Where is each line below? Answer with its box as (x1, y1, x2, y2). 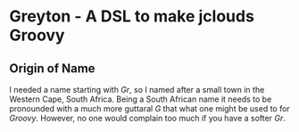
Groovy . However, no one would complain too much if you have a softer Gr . (9, 113, 286, 123)
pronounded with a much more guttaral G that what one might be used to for (9, 103, 290, 113)
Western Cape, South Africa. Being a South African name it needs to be (9, 94, 272, 104)
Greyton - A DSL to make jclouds (9, 6, 254, 27)
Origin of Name (9, 61, 96, 76)
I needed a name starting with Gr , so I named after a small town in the (9, 85, 265, 95)
